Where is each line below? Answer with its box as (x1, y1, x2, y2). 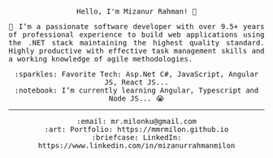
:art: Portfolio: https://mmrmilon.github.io (44, 125, 229, 134)
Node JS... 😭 (108, 94, 165, 103)
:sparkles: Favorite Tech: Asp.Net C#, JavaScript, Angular (14, 70, 259, 79)
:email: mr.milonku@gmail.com (76, 117, 197, 126)
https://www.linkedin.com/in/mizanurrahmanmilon (37, 141, 236, 150)
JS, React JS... (104, 78, 169, 87)
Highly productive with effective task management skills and (8, 46, 265, 55)
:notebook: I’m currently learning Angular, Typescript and (14, 86, 259, 95)
